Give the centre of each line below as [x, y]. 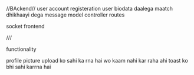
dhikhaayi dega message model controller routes [65, 15]
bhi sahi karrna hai [29, 67]
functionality [21, 49]
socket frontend [26, 26]
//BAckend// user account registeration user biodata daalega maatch [89, 9]
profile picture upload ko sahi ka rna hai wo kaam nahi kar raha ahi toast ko [97, 61]
